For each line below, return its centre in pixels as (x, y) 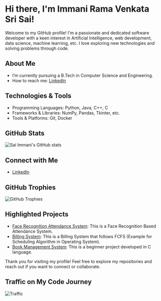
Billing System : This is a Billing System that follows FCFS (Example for (82, 236)
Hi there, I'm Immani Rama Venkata (77, 9)
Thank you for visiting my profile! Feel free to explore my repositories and (79, 261)
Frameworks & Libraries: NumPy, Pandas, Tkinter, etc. (66, 113)
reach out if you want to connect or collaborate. (53, 266)
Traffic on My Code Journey (48, 282)
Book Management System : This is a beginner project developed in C (81, 246)
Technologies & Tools (38, 96)
